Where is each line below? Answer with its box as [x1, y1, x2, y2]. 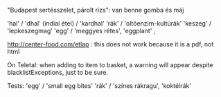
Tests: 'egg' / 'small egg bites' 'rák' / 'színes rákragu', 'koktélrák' [7, 82, 192, 89]
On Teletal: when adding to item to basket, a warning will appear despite [7, 61, 213, 69]
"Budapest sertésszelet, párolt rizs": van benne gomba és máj [7, 6, 184, 14]
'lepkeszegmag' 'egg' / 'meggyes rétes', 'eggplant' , [7, 27, 156, 35]
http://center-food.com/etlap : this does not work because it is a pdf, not [7, 40, 214, 48]
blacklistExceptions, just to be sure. [7, 69, 109, 76]
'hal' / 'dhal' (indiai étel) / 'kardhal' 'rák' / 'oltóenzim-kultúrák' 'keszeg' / [7, 19, 212, 27]
